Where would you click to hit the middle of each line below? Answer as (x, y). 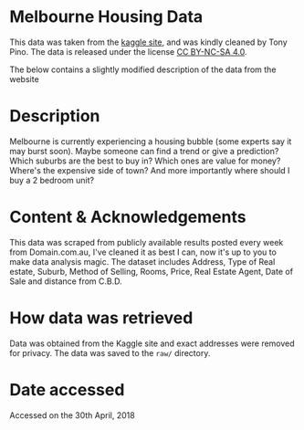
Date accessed (67, 389)
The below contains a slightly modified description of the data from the (143, 69)
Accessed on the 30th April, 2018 (72, 415)
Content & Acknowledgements (128, 217)
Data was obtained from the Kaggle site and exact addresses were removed (152, 343)
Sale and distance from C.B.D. (66, 281)
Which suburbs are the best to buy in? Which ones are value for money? (145, 161)
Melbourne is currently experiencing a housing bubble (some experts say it (151, 141)
